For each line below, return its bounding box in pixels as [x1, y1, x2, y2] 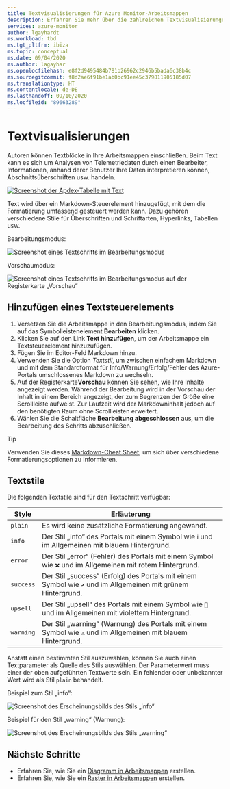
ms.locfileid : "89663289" [7, 99, 81, 106]
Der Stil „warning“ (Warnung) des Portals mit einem [42, 619, 207, 629]
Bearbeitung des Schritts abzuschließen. [16, 422, 132, 430]
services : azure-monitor [7, 23, 78, 29]
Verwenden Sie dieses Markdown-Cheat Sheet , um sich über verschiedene [7, 448, 220, 456]
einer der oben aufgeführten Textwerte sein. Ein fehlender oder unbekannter [7, 669, 223, 677]
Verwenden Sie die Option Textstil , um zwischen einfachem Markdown [16, 356, 217, 364]
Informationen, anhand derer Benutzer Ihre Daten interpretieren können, [7, 166, 210, 174]
